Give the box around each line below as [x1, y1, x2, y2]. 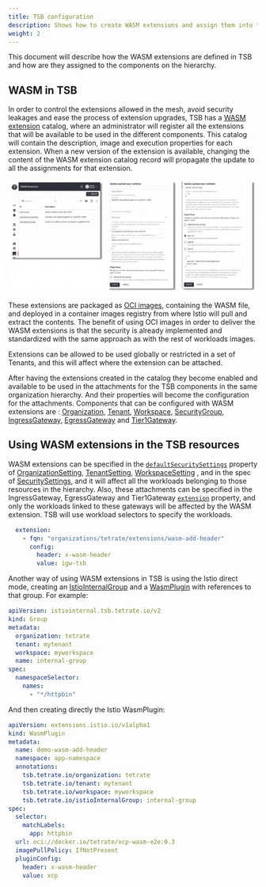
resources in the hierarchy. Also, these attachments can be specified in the [8, 484, 253, 494]
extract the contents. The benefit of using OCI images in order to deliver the [8, 318, 256, 327]
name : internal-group [15, 657, 87, 665]
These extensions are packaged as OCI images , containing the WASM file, [8, 301, 251, 310]
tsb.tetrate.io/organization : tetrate [22, 771, 150, 779]
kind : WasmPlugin [8, 729, 66, 737]
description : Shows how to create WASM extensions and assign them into [8, 21, 253, 29]
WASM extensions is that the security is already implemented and [8, 325, 222, 336]
